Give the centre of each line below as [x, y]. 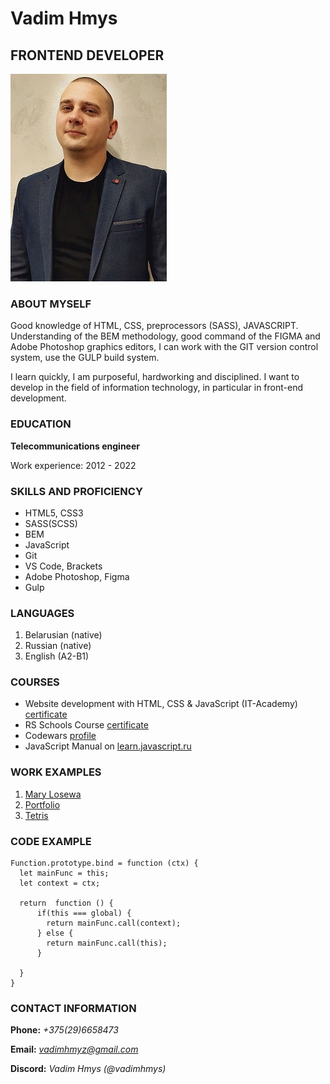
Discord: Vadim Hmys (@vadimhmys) [88, 1069]
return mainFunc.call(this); [107, 943]
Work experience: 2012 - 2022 [73, 465]
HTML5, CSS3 [54, 513]
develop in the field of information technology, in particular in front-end [156, 388]
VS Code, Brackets [63, 566]
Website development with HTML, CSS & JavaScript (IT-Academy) [161, 704]
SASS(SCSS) [51, 523]
